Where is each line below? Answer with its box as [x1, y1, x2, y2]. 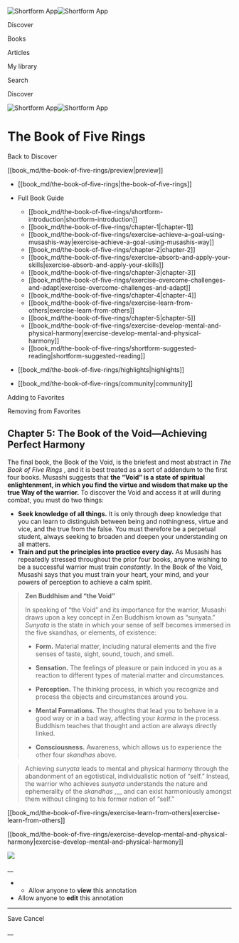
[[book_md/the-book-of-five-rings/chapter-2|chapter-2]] [28, 245, 196, 253]
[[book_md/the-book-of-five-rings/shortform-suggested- [28, 343, 197, 353]
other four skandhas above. [35, 750, 117, 759]
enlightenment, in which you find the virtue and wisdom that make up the [7, 480, 228, 489]
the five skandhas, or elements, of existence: [24, 628, 156, 637]
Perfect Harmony [7, 439, 85, 451]
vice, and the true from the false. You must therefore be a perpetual [17, 525, 216, 533]
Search [7, 76, 28, 84]
